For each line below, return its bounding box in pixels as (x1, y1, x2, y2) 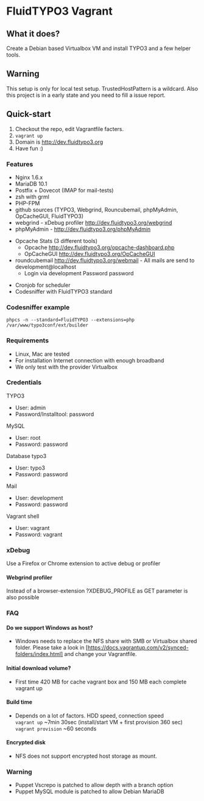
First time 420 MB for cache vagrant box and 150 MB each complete (15, 678, 187, 685)
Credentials (6, 378, 41, 387)
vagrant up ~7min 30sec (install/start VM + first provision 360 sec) (15, 718, 183, 725)
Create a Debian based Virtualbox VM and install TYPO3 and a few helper (6, 44, 191, 52)
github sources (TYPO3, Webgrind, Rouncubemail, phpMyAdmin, (15, 206, 178, 213)
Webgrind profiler (6, 574, 53, 581)
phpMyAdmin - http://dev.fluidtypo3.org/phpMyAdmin (15, 225, 151, 233)
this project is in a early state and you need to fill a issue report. (6, 91, 166, 99)
